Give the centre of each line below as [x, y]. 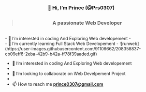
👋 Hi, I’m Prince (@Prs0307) [81, 8]
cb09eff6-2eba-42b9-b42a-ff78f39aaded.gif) [51, 54]
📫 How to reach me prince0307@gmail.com [58, 84]
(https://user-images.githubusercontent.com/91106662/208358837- [73, 48]
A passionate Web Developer [87, 23]
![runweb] [129, 44]
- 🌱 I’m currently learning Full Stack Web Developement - [62, 44]
